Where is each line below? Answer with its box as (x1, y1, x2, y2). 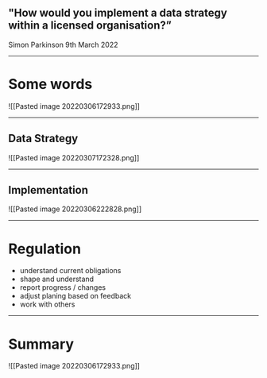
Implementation (8, 183, 89, 197)
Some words (8, 75, 93, 93)
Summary (8, 335, 74, 353)
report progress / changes (19, 283, 106, 292)
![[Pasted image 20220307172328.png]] (8, 152, 140, 162)
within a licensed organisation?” (8, 19, 172, 33)
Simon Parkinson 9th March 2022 (8, 40, 118, 49)
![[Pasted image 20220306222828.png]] (8, 204, 142, 214)
